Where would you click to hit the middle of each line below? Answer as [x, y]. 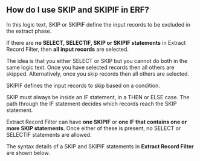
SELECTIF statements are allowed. [49, 134]
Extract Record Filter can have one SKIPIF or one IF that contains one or [97, 122]
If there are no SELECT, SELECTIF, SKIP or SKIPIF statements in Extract [96, 42]
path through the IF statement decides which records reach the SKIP [92, 103]
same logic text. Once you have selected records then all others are [90, 67]
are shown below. [28, 153]
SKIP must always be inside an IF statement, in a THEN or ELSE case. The [98, 97]
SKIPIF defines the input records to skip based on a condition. [83, 85]
